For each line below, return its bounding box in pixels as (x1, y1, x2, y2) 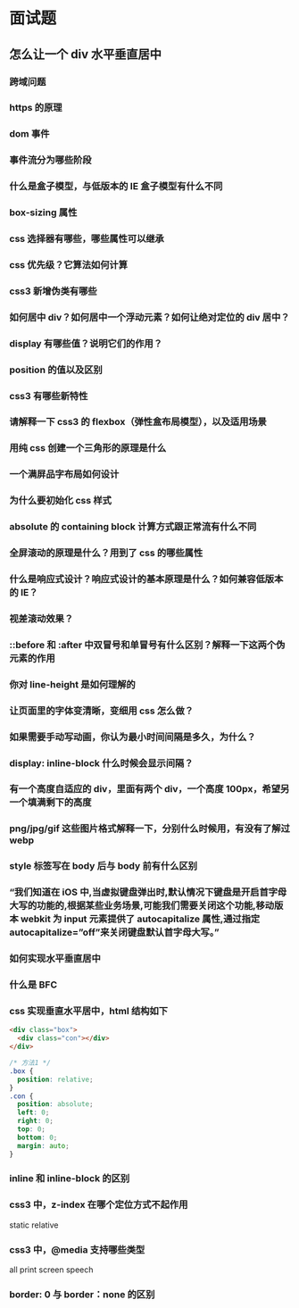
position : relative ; (17, 1075, 94, 1084)
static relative (9, 1220, 59, 1230)
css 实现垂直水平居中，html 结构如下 (9, 1005, 168, 1017)
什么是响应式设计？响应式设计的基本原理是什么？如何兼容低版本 (9, 573, 284, 586)
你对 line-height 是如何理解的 (9, 678, 136, 690)
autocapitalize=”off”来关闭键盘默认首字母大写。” (9, 926, 220, 938)
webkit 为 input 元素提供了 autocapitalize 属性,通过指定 (21, 912, 261, 925)
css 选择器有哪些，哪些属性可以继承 (9, 233, 165, 246)
